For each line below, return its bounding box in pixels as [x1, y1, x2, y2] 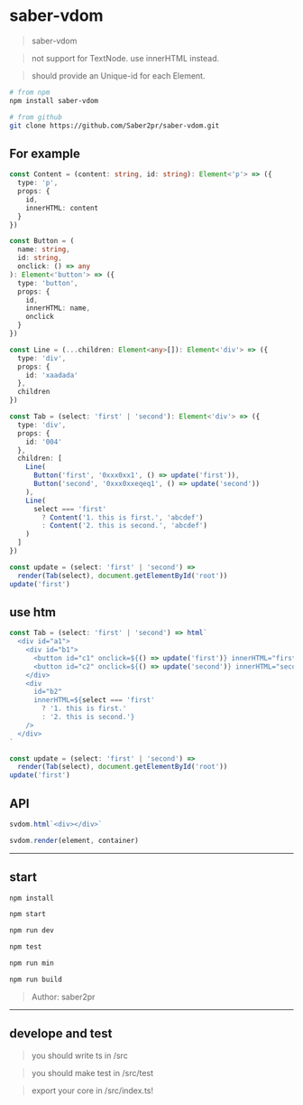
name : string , [17, 245, 70, 254]
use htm [9, 604, 57, 620]
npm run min [9, 959, 54, 968]
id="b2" [32, 688, 63, 697]
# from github [9, 112, 63, 122]
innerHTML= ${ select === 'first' [32, 696, 155, 705]
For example [9, 145, 81, 161]
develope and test [9, 1026, 113, 1042]
